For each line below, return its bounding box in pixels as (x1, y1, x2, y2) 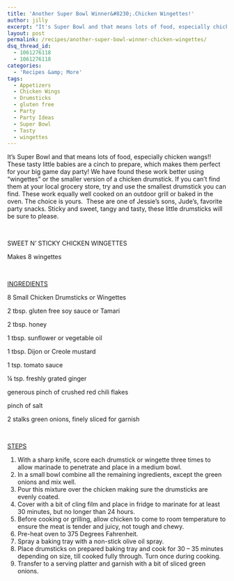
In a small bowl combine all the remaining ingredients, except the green (17, 471, 222, 479)
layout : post (7, 29, 45, 37)
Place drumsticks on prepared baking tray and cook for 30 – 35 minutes (17, 545, 224, 553)
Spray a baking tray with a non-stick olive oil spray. (17, 537, 164, 545)
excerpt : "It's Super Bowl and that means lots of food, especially (7, 23, 210, 30)
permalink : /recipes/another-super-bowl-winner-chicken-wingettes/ (7, 36, 208, 43)
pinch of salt (7, 402, 43, 410)
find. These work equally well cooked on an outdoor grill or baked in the (7, 190, 214, 198)
